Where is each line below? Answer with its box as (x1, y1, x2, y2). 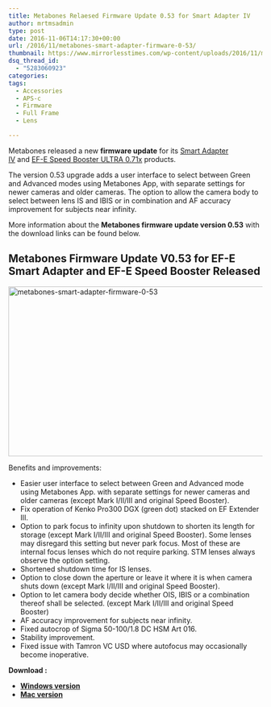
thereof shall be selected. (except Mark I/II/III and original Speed (19, 598, 234, 608)
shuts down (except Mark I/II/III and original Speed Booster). (19, 581, 220, 591)
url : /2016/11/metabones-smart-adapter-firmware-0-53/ (8, 42, 197, 50)
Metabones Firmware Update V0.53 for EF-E (8, 252, 236, 266)
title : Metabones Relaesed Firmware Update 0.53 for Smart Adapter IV (8, 11, 251, 20)
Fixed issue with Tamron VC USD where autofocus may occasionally (19, 641, 248, 651)
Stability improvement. (19, 632, 95, 642)
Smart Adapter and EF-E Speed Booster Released (8, 264, 261, 278)
